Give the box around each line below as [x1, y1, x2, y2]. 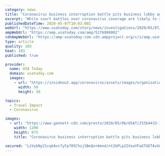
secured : [5, 143, 23, 148]
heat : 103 [5, 48, 26, 53]
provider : [5, 62, 26, 67]
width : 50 [18, 85, 38, 90]
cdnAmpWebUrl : [5, 35, 34, 40]
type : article [5, 39, 34, 44]
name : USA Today [9, 66, 43, 71]
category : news [5, 7, 36, 12]
